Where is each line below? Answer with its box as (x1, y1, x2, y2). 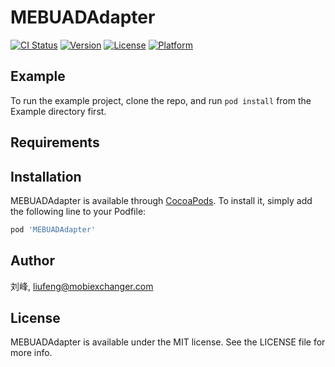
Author (10, 252, 55, 270)
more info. (10, 347, 53, 359)
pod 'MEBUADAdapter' (10, 224, 97, 235)
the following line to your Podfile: (10, 205, 147, 217)
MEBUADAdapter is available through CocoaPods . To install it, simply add (10, 194, 313, 206)
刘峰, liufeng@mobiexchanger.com (10, 280, 154, 292)
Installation (10, 168, 82, 185)
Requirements (10, 134, 100, 151)
